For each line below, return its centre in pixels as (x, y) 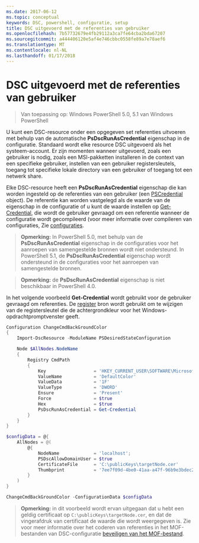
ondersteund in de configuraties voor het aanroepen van (89, 262)
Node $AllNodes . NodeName (47, 349)
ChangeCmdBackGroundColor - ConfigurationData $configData (79, 497)
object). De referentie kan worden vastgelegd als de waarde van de (88, 200)
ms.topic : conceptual (33, 17)
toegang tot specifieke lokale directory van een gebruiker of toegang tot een (99, 170)
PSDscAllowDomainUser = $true (75, 459)
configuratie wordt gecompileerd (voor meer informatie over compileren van (99, 219)
